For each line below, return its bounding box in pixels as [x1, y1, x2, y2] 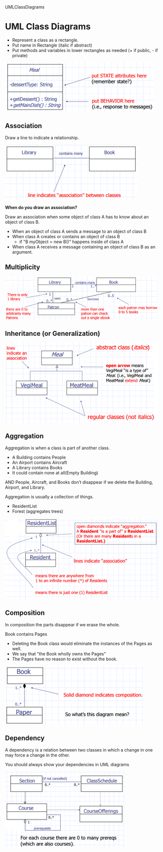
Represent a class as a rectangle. [12, 37, 79, 43]
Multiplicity [5, 263, 40, 271]
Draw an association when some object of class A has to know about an [5, 213, 149, 220]
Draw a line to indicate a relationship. [5, 134, 79, 140]
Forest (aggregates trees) [12, 508, 64, 514]
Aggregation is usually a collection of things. [5, 493, 94, 499]
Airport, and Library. [5, 484, 46, 490]
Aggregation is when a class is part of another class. [5, 445, 110, 451]
